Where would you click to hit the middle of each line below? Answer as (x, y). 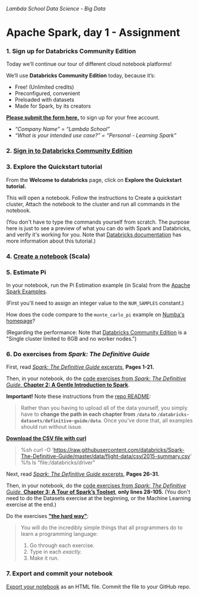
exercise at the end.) (31, 504)
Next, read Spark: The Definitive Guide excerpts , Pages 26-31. (83, 474)
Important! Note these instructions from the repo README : (79, 396)
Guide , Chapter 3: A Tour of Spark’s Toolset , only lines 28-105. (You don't (98, 492)
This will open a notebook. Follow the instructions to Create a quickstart (94, 197)
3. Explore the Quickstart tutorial (54, 167)
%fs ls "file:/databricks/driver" (58, 463)
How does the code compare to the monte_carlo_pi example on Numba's (96, 314)
